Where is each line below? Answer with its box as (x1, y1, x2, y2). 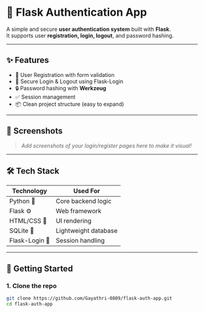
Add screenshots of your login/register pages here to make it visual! (21, 142, 192, 149)
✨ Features (6, 55, 49, 65)
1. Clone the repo (6, 282, 57, 290)
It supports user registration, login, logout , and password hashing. (6, 31, 174, 39)
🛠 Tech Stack (6, 166, 59, 176)
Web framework (55, 207, 102, 216)
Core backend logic (55, 197, 112, 205)
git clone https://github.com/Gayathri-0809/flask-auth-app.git (6, 295, 172, 301)
